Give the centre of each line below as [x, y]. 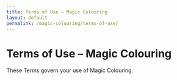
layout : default [27, 18]
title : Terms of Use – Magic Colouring [57, 12]
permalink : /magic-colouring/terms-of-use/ [63, 23]
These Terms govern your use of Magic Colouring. [70, 70]
